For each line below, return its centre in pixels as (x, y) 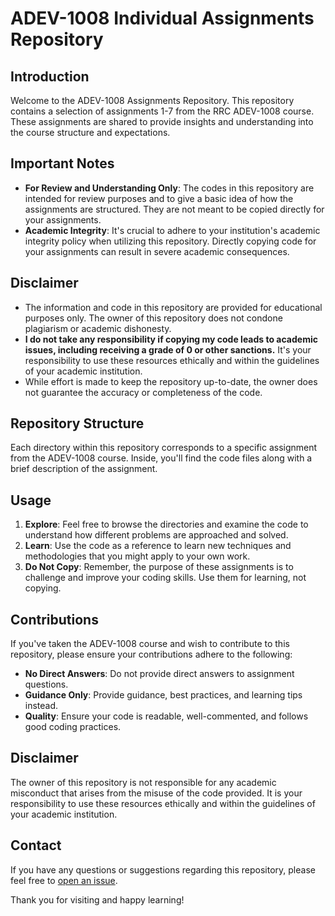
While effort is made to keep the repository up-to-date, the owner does (171, 381)
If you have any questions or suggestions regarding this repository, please (163, 869)
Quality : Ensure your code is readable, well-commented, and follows (166, 716)
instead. (41, 706)
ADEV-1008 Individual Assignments (162, 18)
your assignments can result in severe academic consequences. (157, 251)
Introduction (50, 76)
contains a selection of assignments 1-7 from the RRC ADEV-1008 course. (162, 111)
